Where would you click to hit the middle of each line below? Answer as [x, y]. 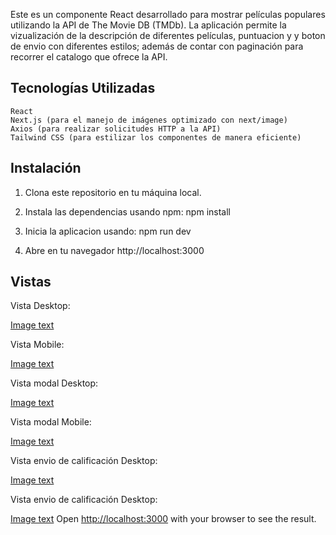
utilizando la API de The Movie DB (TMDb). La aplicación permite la [148, 25]
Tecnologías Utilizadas [83, 88]
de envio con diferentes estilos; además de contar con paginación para [157, 46]
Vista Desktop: [40, 306]
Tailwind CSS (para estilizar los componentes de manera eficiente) [156, 137]
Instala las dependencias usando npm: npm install [127, 211]
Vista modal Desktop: [54, 383]
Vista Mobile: [37, 345]
